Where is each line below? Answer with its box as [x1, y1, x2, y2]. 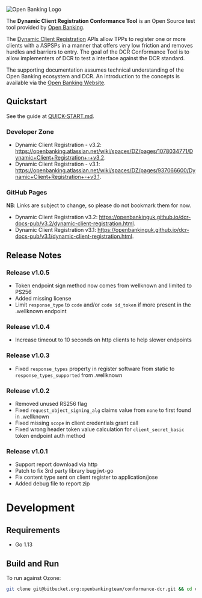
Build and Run [6, 558, 59, 568]
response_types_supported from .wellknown [14, 371, 123, 379]
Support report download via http [14, 461, 98, 468]
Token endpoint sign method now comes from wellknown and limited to [14, 282, 192, 289]
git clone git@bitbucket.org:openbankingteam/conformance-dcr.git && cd [6, 586, 192, 593]
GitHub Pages [6, 188, 47, 197]
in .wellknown [14, 413, 49, 420]
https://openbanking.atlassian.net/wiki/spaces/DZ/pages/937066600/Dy [14, 167, 196, 174]
